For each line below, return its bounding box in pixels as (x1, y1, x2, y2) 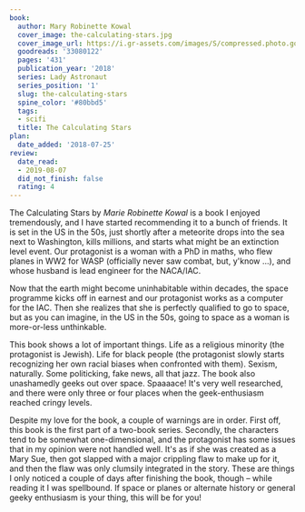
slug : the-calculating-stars (17, 89, 128, 98)
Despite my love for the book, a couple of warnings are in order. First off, (9, 415, 281, 426)
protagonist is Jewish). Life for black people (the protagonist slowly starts (9, 349, 285, 360)
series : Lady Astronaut (17, 73, 107, 82)
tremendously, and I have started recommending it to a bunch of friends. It (9, 217, 288, 228)
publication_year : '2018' (17, 65, 116, 74)
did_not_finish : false (17, 174, 103, 183)
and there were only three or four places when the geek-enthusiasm (9, 387, 265, 398)
